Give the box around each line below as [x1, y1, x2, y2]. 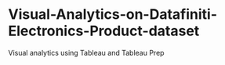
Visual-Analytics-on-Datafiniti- [8, 5, 218, 23]
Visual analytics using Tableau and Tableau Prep [8, 48, 165, 57]
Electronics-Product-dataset [8, 22, 200, 40]
